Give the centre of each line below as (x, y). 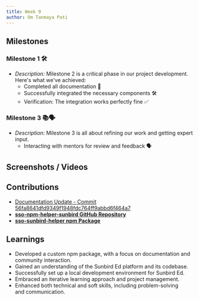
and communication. (40, 292)
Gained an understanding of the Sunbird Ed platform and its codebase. (102, 266)
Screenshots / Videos (47, 167)
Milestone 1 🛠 (27, 58)
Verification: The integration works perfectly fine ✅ (86, 102)
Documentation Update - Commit (55, 201)
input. (22, 139)
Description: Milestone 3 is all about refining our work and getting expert (104, 133)
